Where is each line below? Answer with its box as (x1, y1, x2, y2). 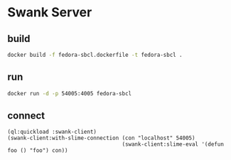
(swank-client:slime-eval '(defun (122, 141, 224, 148)
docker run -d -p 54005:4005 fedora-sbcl (7, 90, 132, 97)
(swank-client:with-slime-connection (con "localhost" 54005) (7, 134, 195, 142)
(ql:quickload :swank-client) (7, 129, 97, 136)
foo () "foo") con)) (7, 147, 69, 154)
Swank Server (7, 4, 92, 21)
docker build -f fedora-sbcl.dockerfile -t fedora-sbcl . (7, 51, 183, 58)
